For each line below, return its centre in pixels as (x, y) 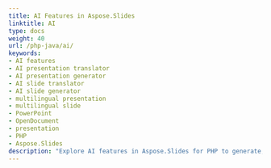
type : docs (27, 31)
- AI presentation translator (59, 69)
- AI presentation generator (57, 76)
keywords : (25, 53)
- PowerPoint (30, 114)
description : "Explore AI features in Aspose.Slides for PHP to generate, (137, 151)
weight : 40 (27, 38)
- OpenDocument (34, 121)
